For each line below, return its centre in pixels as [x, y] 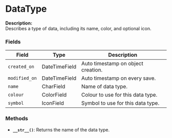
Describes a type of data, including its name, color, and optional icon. [78, 28]
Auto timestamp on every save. [119, 78]
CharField [53, 86]
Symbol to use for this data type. [120, 103]
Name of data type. [104, 86]
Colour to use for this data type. [119, 95]
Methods [17, 119]
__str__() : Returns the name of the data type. [61, 130]
